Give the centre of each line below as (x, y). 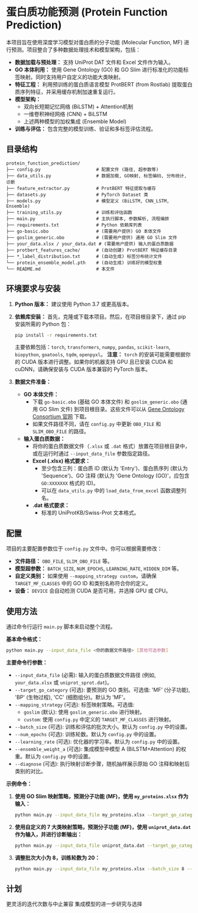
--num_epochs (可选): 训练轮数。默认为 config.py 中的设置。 (87, 734)
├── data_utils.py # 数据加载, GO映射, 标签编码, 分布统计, (97, 176)
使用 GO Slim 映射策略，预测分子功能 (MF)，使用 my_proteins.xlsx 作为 (101, 796)
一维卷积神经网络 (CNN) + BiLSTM (65, 114)
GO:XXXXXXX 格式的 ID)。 (70, 483)
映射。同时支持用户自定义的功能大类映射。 (72, 77)
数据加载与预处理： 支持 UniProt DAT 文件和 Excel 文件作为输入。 (94, 62)
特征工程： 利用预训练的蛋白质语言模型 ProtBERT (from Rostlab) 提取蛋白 (103, 84)
